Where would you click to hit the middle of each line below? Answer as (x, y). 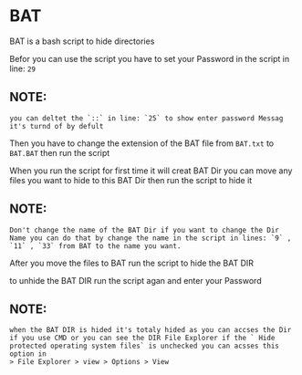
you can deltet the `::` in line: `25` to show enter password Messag (146, 118)
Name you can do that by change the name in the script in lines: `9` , (151, 238)
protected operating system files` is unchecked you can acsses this (145, 346)
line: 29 (23, 68)
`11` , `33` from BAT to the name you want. (95, 246)
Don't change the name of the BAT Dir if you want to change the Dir (145, 230)
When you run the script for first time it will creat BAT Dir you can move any (151, 171)
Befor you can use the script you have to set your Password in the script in (150, 58)
